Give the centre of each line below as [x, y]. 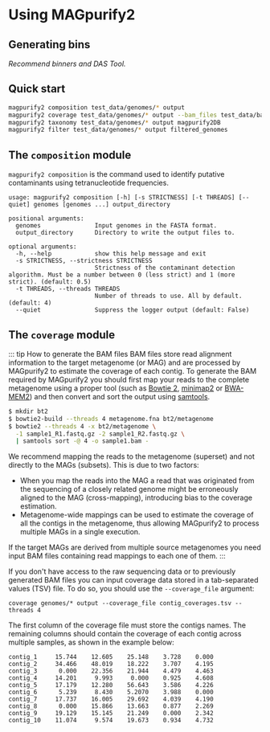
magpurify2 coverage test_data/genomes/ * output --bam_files [113, 115]
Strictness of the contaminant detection [165, 268]
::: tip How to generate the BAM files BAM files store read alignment [120, 354]
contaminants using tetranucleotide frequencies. [88, 183]
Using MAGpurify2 [72, 15]
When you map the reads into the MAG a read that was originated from [137, 481]
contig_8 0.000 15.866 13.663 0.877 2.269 [111, 706]
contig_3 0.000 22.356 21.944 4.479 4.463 [111, 671]
